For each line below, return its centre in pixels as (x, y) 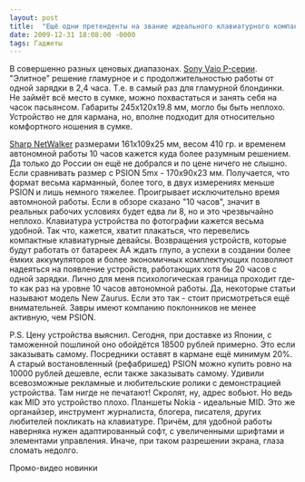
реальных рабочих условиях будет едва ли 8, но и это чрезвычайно (142, 212)
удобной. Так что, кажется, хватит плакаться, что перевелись (129, 231)
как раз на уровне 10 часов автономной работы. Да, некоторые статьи (157, 289)
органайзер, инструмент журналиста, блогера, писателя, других (135, 412)
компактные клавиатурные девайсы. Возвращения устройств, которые (148, 240)
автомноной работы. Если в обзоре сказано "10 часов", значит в (135, 202)
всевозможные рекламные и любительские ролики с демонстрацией (145, 383)
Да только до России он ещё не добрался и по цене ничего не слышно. (148, 163)
